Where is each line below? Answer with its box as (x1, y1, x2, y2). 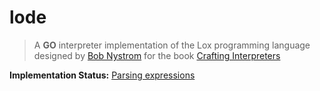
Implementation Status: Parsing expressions (9, 69, 196, 81)
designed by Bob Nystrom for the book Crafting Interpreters (33, 49, 281, 61)
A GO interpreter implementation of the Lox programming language (33, 39, 311, 51)
